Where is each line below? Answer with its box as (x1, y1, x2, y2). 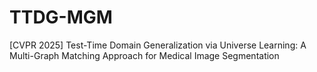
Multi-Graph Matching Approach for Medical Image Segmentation (9, 49, 280, 61)
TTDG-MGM (9, 6, 113, 29)
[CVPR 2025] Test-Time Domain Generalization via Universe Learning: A (9, 39, 307, 51)
